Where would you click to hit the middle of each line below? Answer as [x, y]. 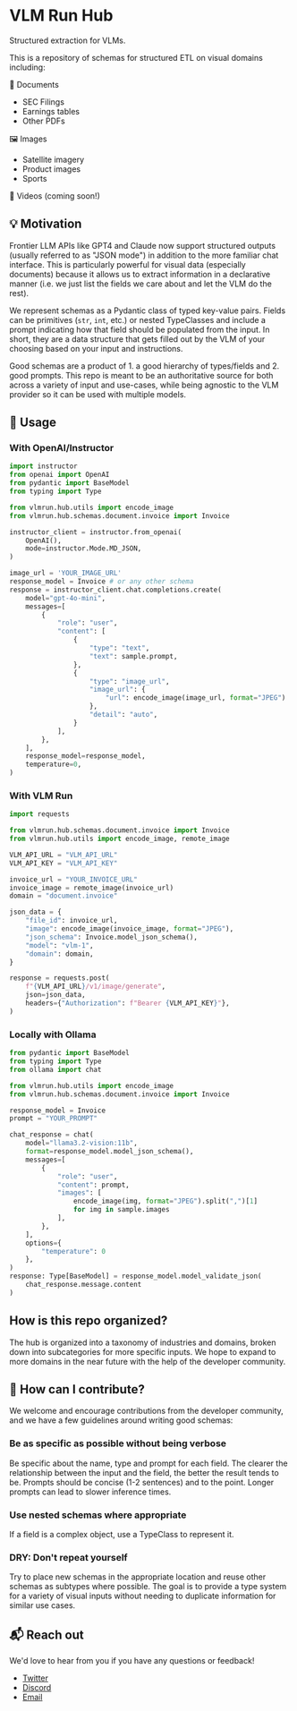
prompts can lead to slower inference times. [90, 1492]
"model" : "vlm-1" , [59, 945]
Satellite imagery [53, 159]
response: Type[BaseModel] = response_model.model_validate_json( [136, 1276]
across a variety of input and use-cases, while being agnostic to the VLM [144, 385]
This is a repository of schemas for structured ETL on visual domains [136, 57]
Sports [34, 178]
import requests [39, 814]
